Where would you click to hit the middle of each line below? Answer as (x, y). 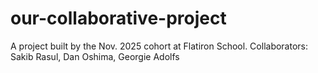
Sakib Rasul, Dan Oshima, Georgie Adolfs (95, 56)
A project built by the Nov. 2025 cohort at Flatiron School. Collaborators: (159, 46)
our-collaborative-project (118, 18)
